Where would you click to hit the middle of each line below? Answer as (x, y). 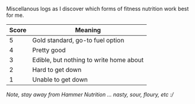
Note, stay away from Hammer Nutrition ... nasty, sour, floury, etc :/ (90, 94)
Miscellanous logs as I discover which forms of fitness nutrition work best (97, 9)
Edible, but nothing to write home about (88, 60)
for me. (15, 15)
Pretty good (49, 50)
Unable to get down (60, 80)
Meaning (88, 30)
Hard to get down (57, 70)
